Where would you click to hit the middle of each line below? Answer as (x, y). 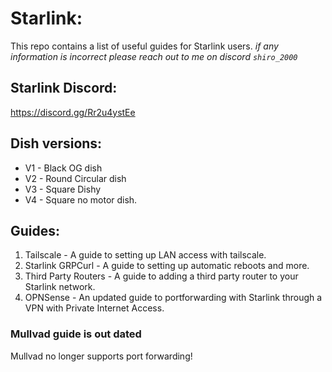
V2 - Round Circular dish (75, 178)
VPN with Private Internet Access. (94, 308)
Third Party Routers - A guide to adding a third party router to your (161, 276)
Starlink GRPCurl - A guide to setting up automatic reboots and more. (167, 266)
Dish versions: (56, 143)
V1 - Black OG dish (63, 168)
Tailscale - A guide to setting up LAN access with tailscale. (145, 255)
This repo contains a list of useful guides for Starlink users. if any (144, 46)
